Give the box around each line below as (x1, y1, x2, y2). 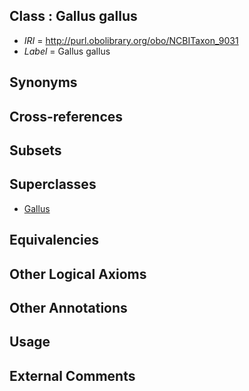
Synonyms (9, 74, 78, 91)
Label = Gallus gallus (23, 45, 111, 57)
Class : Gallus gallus (9, 8, 138, 25)
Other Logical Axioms (9, 265, 147, 283)
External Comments (9, 367, 136, 384)
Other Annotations (9, 299, 128, 316)
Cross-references (9, 108, 124, 125)
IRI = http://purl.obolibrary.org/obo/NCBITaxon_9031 (23, 34, 239, 46)
